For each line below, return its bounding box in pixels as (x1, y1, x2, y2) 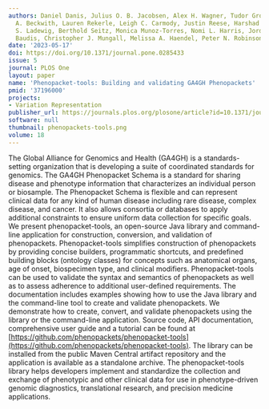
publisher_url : (8, 109, 59, 117)
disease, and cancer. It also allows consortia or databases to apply (8, 204, 228, 213)
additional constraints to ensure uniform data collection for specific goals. (8, 213, 252, 222)
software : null (8, 116, 59, 124)
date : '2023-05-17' (8, 42, 74, 50)
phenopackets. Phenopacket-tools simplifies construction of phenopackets (8, 238, 256, 248)
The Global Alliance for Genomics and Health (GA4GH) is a (8, 153, 203, 163)
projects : (8, 94, 42, 102)
